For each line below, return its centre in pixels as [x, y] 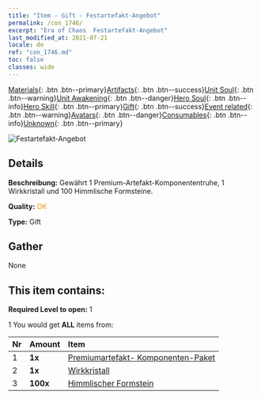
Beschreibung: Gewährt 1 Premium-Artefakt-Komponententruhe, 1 [116, 182]
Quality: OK [28, 206]
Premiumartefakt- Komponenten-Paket [142, 358]
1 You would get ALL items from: [61, 325]
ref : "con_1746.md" [40, 52]
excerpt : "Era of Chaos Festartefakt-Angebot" [88, 30]
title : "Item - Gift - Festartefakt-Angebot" [84, 15]
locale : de [26, 45]
